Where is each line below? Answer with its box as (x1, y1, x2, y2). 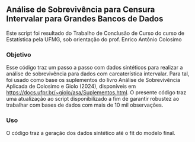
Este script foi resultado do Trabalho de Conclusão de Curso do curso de (6, 29, 185, 37)
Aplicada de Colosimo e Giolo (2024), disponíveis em (6, 82, 136, 90)
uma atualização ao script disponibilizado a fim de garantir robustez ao (6, 95, 180, 103)
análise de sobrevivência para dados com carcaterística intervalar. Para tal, (6, 70, 190, 77)
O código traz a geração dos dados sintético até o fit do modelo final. (6, 130, 176, 137)
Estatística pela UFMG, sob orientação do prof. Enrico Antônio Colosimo (6, 35, 182, 43)
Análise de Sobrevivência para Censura (6, 5, 155, 15)
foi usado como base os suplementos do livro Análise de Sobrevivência (6, 77, 181, 84)
